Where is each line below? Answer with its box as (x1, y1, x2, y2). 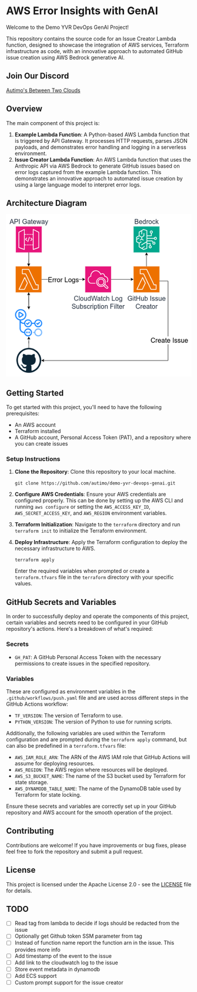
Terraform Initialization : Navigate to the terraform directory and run (14, 521, 181, 528)
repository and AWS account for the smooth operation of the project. (6, 808, 173, 816)
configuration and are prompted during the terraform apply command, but (6, 736, 187, 743)
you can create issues (14, 440, 68, 447)
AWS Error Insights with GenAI (6, 4, 158, 18)
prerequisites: (6, 410, 40, 417)
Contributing (6, 826, 54, 836)
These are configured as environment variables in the (6, 687, 136, 695)
